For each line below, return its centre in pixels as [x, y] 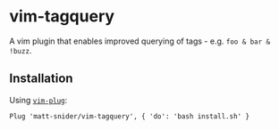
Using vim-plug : [38, 100]
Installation [41, 79]
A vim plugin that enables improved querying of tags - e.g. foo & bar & [140, 41]
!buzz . [21, 50]
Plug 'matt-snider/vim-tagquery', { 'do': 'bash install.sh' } [130, 116]
